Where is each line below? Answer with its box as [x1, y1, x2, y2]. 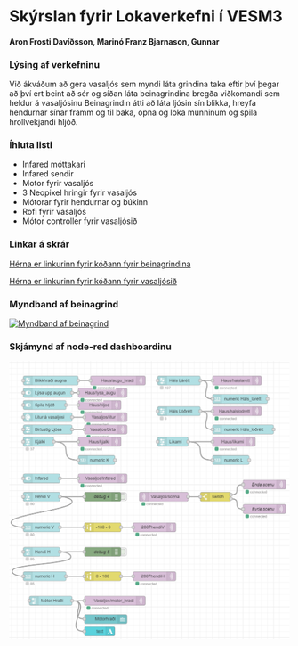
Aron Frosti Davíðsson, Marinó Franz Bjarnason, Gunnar [9, 36, 220, 46]
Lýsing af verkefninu [9, 58, 101, 70]
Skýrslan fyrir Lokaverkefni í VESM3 [9, 6, 283, 27]
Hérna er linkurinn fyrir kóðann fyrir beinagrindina [9, 258, 191, 269]
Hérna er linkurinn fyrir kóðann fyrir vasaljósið [9, 275, 178, 286]
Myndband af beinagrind [9, 298, 119, 310]
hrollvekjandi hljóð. [9, 117, 78, 127]
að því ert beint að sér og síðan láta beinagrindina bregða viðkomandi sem [9, 88, 280, 99]
